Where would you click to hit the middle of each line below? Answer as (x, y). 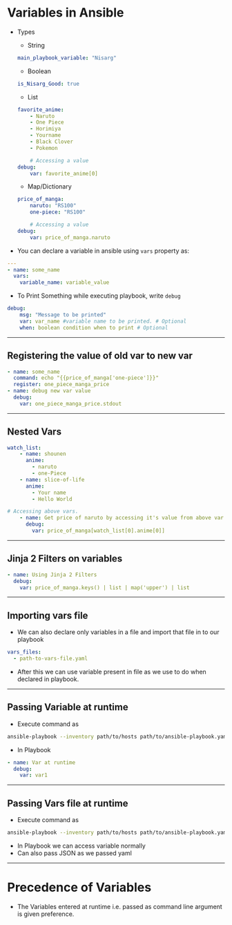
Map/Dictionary (50, 187)
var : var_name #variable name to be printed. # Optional (103, 321)
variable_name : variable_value (65, 283)
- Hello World (52, 499)
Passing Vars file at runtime (68, 803)
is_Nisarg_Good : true (48, 84)
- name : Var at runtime (41, 762)
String (36, 45)
